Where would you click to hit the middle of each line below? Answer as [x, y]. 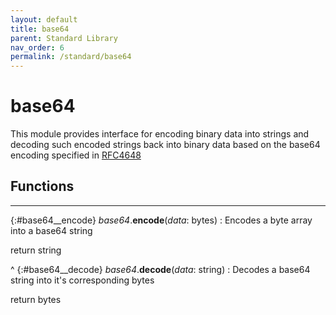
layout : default [44, 19]
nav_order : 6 [37, 47]
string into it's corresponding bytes [82, 280]
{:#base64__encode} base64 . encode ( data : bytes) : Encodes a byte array [161, 220]
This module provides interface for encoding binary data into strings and [160, 134]
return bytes [36, 299]
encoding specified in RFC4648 [76, 155]
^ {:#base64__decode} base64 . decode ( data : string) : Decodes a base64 [160, 269]
